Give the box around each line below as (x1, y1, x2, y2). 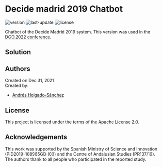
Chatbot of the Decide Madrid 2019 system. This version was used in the (5, 29, 150, 34)
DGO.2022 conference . (5, 34, 52, 40)
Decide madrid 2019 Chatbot (5, 3, 123, 15)
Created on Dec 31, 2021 (5, 78, 54, 83)
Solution (5, 48, 31, 56)
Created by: (5, 83, 29, 88)
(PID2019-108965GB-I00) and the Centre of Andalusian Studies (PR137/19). (5, 151, 156, 157)
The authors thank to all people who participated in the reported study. (5, 156, 146, 162)
